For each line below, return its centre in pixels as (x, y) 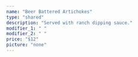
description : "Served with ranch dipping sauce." (70, 23)
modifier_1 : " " (26, 28)
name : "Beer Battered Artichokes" (49, 12)
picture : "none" (26, 45)
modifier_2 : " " (26, 34)
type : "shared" (25, 17)
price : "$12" (22, 39)
